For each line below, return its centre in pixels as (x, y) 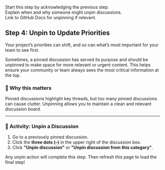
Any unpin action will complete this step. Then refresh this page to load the (81, 157)
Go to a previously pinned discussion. (50, 137)
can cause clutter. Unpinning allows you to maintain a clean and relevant (78, 104)
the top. (13, 75)
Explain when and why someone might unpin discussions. (64, 12)
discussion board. (23, 109)
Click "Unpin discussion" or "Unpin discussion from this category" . (82, 147)
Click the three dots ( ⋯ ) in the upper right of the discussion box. (77, 142)
